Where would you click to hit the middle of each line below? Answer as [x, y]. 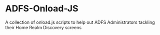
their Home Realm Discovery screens [43, 27]
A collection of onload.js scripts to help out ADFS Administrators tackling [80, 22]
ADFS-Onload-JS [42, 9]
